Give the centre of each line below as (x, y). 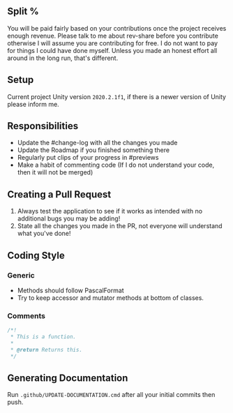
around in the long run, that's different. (63, 58)
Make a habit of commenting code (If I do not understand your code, (116, 165)
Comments (26, 315)
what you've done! (44, 234)
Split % (23, 12)
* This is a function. (43, 337)
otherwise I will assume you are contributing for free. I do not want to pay (113, 43)
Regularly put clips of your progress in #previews (88, 158)
